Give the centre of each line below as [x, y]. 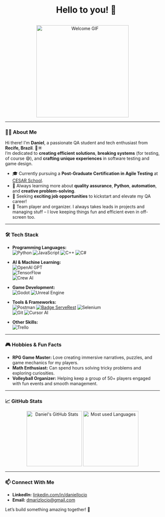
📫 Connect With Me [30, 483]
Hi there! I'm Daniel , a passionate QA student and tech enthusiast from [77, 143]
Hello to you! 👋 [86, 10]
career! [19, 201]
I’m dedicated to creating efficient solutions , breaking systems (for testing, [82, 153]
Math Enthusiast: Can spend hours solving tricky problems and [77, 368]
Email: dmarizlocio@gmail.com [43, 500]
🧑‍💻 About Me [21, 132]
